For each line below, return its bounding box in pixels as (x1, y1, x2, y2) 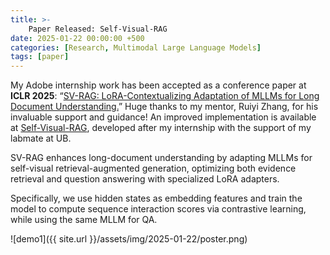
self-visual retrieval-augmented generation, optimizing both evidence (10, 162, 297, 175)
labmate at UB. (10, 132, 72, 145)
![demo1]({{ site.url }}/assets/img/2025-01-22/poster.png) (10, 233, 248, 245)
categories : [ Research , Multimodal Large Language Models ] (10, 42, 262, 53)
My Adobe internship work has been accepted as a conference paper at (10, 79, 307, 91)
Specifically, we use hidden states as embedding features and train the (10, 192, 303, 205)
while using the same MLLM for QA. (10, 214, 158, 226)
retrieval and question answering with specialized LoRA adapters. (10, 173, 280, 185)
